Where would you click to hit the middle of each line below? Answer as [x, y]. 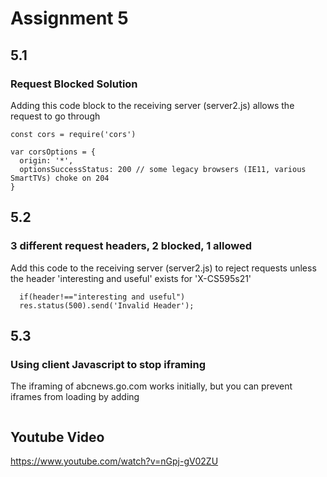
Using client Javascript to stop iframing [108, 364]
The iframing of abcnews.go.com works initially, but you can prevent [151, 386]
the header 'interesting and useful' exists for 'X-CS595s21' [131, 278]
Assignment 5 [69, 18]
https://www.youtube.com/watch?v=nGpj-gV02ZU [114, 461]
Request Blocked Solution [74, 84]
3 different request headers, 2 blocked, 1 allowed [131, 246]
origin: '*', [46, 160]
